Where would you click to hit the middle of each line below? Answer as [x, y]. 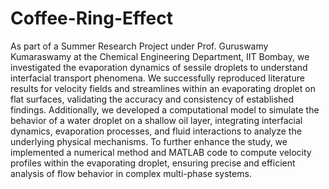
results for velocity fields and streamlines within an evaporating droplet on [163, 88]
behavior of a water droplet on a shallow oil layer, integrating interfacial [156, 120]
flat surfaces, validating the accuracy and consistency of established [152, 99]
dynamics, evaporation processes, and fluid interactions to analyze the [156, 131]
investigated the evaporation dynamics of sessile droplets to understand [159, 67]
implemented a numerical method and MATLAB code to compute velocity [161, 152]
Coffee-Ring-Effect [91, 18]
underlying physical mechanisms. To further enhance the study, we [149, 141]
